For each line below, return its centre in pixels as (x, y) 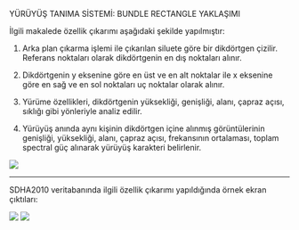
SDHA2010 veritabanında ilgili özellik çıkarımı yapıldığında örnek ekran (138, 190)
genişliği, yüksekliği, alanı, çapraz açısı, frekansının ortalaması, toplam (150, 138)
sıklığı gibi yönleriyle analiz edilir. (82, 111)
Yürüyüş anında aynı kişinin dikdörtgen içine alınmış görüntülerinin (143, 128)
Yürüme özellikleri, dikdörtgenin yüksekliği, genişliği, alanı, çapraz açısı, (153, 102)
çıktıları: (24, 199)
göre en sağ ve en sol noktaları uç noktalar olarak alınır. (123, 84)
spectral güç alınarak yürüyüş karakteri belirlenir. (112, 148)
